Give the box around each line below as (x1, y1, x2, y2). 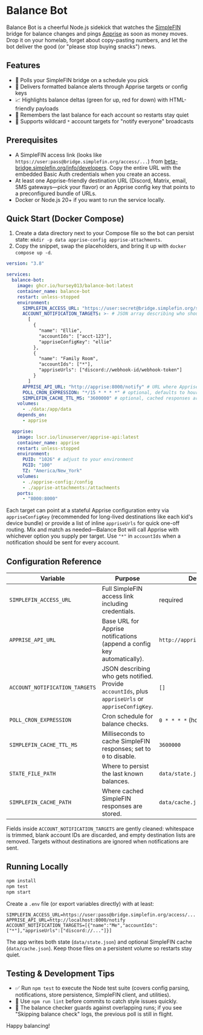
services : (6, 271, 31, 278)
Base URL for (101, 617, 140, 625)
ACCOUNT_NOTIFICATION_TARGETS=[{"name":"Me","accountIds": (6, 922, 158, 928)
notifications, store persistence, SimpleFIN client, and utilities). (14, 991, 171, 999)
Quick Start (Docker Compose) (6, 213, 124, 224)
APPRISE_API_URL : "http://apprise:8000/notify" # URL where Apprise (22, 384, 199, 390)
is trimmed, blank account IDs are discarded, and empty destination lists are (6, 831, 196, 839)
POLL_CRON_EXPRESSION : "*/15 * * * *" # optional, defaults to (22, 389, 185, 396)
